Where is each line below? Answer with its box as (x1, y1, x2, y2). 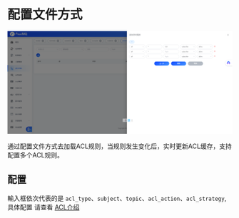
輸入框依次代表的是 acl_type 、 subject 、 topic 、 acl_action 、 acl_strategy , (7, 194, 227, 202)
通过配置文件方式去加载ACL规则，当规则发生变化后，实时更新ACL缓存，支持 (7, 142, 232, 150)
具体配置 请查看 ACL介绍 (7, 202, 80, 211)
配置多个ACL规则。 (7, 150, 64, 159)
